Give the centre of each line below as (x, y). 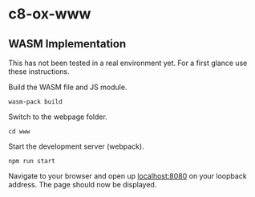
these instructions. (39, 72)
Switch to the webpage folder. (58, 117)
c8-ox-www (50, 14)
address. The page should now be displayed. (83, 185)
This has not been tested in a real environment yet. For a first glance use (128, 63)
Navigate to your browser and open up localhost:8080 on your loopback (127, 176)
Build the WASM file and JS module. (68, 87)
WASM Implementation (67, 44)
